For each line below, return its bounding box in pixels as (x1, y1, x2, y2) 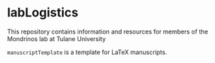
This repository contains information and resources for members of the (7, 27, 208, 36)
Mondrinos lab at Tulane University (7, 34, 106, 42)
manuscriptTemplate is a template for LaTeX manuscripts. (7, 48, 168, 56)
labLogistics (7, 5, 79, 21)
